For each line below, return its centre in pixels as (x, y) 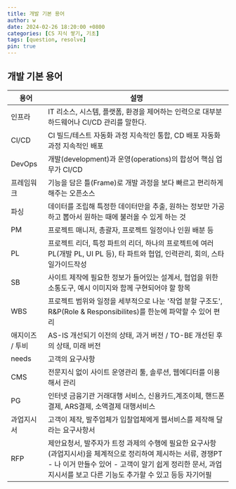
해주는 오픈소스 (72, 193)
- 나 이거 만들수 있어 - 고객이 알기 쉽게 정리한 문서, (127, 464)
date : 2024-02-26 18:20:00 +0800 (56, 27)
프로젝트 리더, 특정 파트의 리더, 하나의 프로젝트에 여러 (131, 243)
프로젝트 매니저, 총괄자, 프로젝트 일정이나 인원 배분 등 (131, 230)
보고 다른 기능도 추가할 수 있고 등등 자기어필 (144, 474)
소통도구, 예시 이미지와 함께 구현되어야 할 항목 (119, 288)
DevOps (24, 163)
